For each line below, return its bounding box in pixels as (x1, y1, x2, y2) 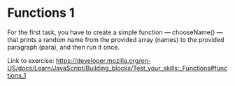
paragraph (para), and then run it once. (7, 43, 120, 51)
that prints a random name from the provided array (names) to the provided (7, 35, 225, 43)
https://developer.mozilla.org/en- (55, 56, 152, 64)
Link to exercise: (7, 56, 55, 64)
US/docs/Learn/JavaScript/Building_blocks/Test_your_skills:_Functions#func (7, 64, 228, 72)
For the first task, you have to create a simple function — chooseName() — (7, 28, 223, 36)
